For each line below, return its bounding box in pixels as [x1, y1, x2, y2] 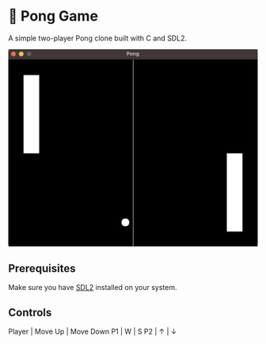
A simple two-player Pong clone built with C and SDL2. [8, 33, 188, 43]
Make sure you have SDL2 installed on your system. [8, 283, 177, 292]
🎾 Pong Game [8, 7, 99, 25]
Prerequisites [8, 262, 76, 276]
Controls [8, 305, 52, 319]
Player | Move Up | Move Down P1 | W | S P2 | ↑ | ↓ [8, 327, 177, 336]
